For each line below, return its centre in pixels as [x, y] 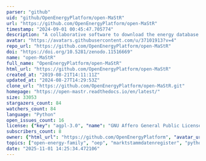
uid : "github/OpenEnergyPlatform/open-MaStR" [65, 18]
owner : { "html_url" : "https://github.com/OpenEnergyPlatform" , [89, 137]
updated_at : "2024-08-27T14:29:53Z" [53, 80]
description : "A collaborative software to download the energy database [103, 35]
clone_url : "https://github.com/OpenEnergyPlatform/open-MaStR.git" [96, 86]
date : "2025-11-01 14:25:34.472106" [53, 148]
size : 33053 [21, 97]
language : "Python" [31, 114]
